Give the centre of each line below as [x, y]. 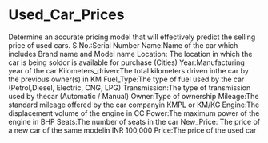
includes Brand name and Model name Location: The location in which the [130, 54]
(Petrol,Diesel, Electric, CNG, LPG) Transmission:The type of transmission [130, 87]
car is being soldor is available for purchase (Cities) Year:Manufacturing [127, 62]
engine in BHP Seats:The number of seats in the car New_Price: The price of [134, 121]
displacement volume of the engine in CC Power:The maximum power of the [134, 113]
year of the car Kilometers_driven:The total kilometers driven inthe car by [129, 70]
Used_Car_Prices [66, 15]
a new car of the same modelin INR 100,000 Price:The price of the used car [132, 130]
